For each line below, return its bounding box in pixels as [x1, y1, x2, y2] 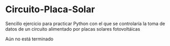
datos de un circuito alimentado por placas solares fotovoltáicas [5, 26, 140, 32]
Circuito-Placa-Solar [5, 4, 95, 15]
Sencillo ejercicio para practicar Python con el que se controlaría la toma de [5, 20, 165, 27]
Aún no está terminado [5, 36, 54, 42]
